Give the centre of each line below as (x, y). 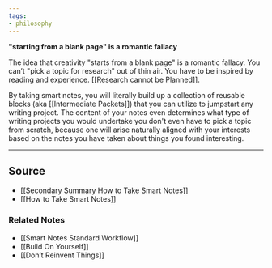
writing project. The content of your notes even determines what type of (129, 112)
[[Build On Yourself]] (54, 246)
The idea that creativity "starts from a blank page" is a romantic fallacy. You (134, 62)
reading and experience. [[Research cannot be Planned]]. (104, 79)
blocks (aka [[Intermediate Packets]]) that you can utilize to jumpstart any (131, 104)
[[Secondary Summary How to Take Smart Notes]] (104, 190)
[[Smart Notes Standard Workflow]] (79, 238)
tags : (17, 16)
